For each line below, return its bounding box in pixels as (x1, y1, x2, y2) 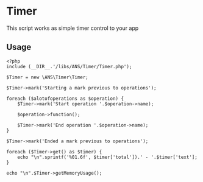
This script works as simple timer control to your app (6, 24, 139, 32)
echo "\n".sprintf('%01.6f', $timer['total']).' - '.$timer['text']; (17, 154, 198, 160)
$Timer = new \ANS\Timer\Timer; (6, 74, 88, 80)
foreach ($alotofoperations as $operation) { (6, 96, 124, 102)
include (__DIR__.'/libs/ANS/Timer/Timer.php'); (6, 63, 132, 69)
